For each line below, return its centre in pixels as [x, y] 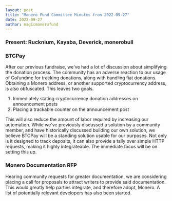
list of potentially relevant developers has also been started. [69, 193]
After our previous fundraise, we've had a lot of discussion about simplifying [86, 67]
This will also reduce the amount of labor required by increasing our [77, 119]
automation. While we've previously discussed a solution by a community [83, 125]
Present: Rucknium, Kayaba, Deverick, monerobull [69, 42]
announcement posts [35, 104]
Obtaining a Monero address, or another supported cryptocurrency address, [86, 83]
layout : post [19, 10]
